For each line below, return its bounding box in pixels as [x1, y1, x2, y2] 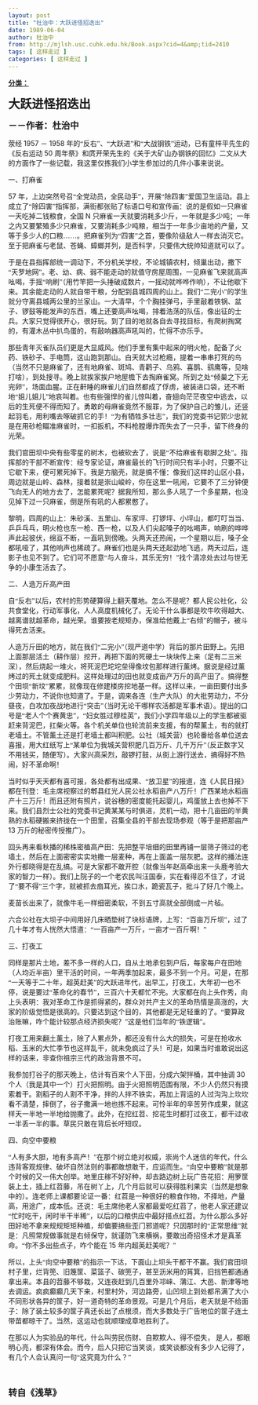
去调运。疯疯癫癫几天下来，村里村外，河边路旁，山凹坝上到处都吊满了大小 [8, 1287, 249, 1296]
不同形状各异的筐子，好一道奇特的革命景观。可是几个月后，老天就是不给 [8, 1297, 242, 1305]
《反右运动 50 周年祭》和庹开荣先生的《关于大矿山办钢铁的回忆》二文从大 [8, 148, 247, 158]
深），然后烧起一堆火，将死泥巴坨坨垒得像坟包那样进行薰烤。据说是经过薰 [8, 662, 245, 671]
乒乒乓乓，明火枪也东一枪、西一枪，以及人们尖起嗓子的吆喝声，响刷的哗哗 [8, 524, 249, 532]
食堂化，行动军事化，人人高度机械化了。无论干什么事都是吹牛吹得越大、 [14, 606, 249, 615]
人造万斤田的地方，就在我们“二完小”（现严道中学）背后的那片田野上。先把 [8, 643, 245, 651]
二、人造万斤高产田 [8, 580, 71, 589]
